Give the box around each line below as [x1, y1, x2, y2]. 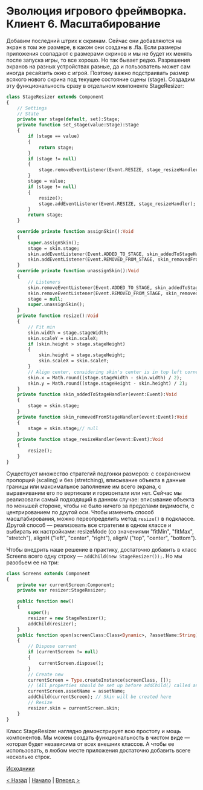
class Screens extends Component [6, 570, 91, 576]
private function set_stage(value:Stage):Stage [17, 122, 139, 128]
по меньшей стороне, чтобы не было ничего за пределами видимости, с [6, 502, 195, 509]
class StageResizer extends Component [6, 94, 104, 100]
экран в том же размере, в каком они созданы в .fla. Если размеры [6, 44, 181, 51]
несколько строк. [6, 753, 51, 760]
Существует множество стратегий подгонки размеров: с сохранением [6, 470, 191, 477]
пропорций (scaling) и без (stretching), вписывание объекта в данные [6, 476, 186, 483]
